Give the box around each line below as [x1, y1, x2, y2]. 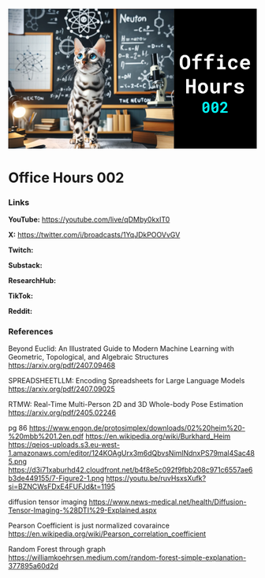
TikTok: [8, 291, 34, 300]
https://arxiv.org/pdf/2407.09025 [8, 384, 116, 394]
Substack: [8, 260, 43, 270]
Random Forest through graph [8, 545, 106, 554]
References [8, 326, 54, 337]
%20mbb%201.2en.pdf [8, 431, 84, 442]
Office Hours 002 [8, 169, 125, 186]
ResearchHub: [8, 275, 57, 285]
